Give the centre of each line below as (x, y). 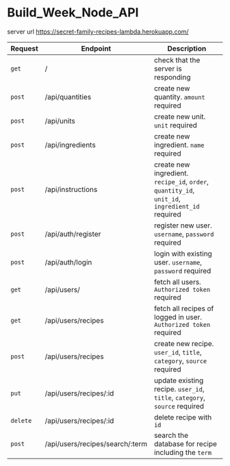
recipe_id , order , (181, 182)
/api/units (60, 121)
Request (25, 48)
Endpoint (96, 48)
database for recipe (186, 443)
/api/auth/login (68, 262)
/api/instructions (71, 189)
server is (168, 69)
